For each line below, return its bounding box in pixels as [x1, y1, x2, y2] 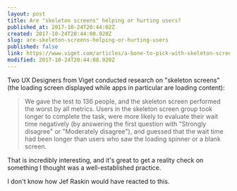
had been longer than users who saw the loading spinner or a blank [24, 134, 221, 143]
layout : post [7, 10, 46, 18]
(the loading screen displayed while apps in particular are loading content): [7, 83, 225, 92]
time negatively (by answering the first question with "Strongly [24, 120, 207, 128]
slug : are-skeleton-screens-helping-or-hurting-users [7, 37, 169, 44]
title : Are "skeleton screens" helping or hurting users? [7, 17, 181, 24]
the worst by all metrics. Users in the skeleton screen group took [24, 104, 213, 113]
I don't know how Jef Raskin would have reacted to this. [7, 177, 170, 185]
